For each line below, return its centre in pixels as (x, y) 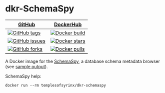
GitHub (27, 24)
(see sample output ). (27, 66)
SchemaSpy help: (23, 76)
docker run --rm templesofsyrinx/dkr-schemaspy (56, 85)
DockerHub (68, 24)
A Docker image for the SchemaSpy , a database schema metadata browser (82, 61)
